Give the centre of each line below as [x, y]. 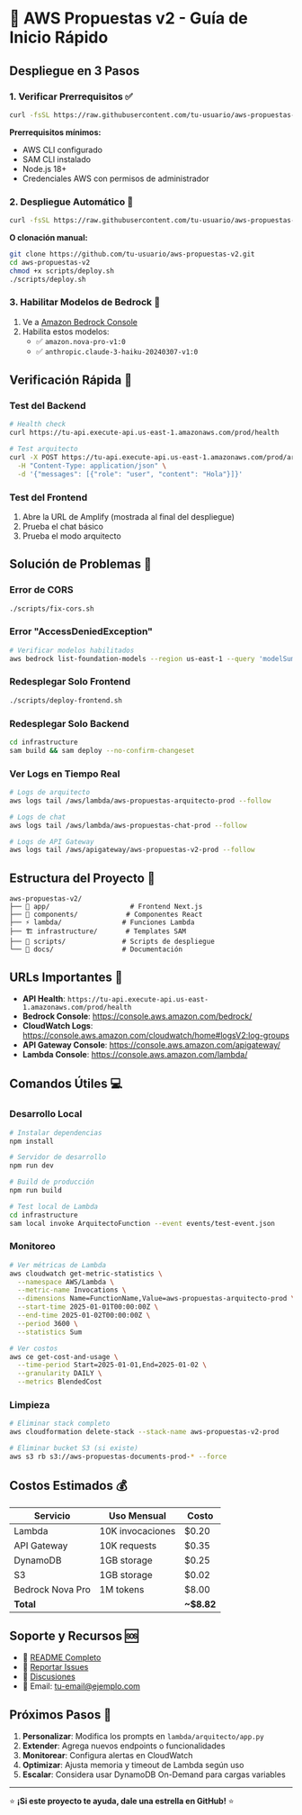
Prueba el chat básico [62, 526]
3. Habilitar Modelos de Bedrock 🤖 [85, 303]
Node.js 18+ [44, 168]
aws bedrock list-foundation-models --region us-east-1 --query [132, 658]
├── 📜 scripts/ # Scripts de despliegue [112, 942]
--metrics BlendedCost [60, 1382]
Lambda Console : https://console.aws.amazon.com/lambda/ [135, 1054]
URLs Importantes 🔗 [66, 977]
